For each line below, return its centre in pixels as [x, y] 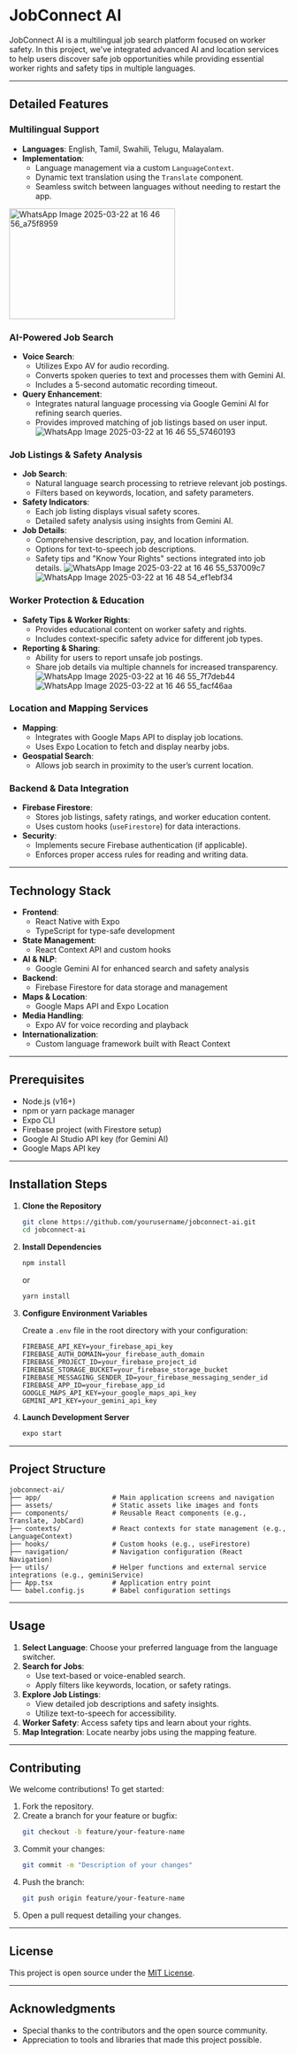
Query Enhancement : [62, 394]
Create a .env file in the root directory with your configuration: [135, 1331]
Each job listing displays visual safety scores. [118, 512]
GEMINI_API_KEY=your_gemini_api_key [89, 1401]
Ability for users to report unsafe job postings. [119, 657]
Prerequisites [47, 1080]
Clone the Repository [61, 1206]
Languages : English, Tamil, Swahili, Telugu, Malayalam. [122, 149]
